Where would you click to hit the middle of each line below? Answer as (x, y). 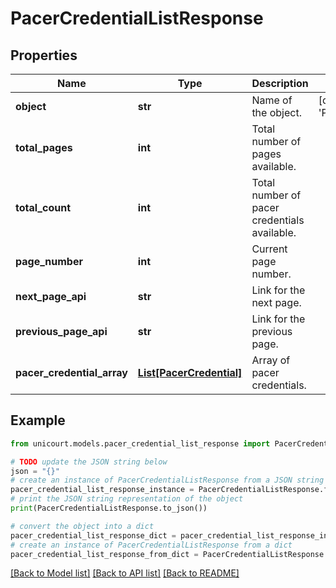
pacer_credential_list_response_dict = (93, 535)
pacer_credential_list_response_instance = (102, 490)
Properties (44, 55)
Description (280, 83)
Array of (271, 360)
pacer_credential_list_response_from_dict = (104, 554)
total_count (43, 207)
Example (38, 420)
